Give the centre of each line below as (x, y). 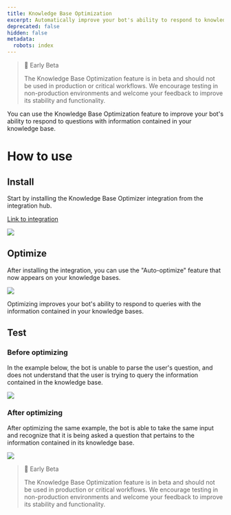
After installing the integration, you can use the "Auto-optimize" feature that (114, 270)
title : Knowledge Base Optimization (59, 13)
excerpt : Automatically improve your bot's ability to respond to (104, 20)
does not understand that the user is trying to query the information (103, 375)
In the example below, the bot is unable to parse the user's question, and (110, 367)
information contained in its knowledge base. (71, 443)
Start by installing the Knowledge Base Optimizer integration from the (105, 198)
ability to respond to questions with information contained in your (99, 121)
